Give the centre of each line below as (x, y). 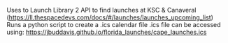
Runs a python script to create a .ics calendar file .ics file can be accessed (114, 25)
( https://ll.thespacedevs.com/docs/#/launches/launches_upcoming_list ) (110, 17)
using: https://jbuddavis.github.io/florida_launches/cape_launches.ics (107, 32)
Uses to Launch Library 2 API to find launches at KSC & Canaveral (101, 10)
